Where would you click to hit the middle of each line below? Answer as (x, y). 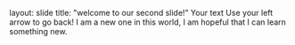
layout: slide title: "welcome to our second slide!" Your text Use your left (141, 13)
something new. (38, 31)
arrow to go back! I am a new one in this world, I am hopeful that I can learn (148, 22)
